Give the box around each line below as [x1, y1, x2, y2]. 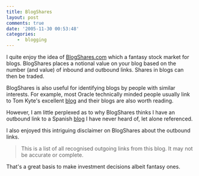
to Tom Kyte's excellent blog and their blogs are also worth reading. [6, 97, 174, 104]
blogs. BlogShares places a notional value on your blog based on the [6, 60, 176, 67]
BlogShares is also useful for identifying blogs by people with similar [6, 84, 176, 91]
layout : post [6, 14, 39, 20]
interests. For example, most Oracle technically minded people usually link [6, 91, 191, 98]
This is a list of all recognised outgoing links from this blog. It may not [20, 145, 194, 152]
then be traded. [6, 73, 44, 80]
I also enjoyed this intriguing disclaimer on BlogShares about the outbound [6, 127, 191, 134]
